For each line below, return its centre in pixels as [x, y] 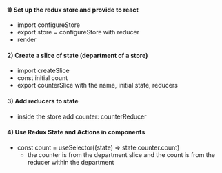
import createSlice [43, 71]
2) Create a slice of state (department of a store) [78, 55]
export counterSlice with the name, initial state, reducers [97, 85]
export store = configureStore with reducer [78, 32]
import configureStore [49, 25]
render [27, 40]
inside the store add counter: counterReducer [82, 116]
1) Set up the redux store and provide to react [73, 10]
